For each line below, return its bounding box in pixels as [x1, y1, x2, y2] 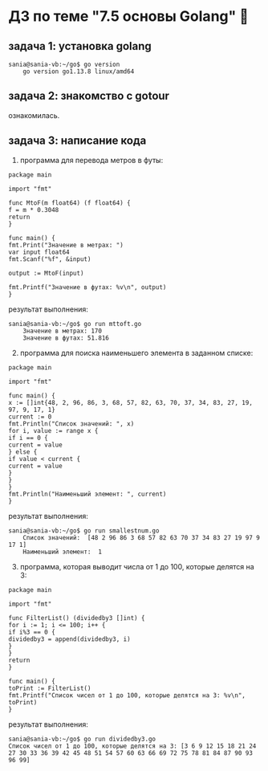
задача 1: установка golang [8, 39, 152, 53]
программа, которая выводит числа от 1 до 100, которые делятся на [19, 561, 254, 571]
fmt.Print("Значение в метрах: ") [8, 241, 124, 249]
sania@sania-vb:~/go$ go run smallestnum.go [8, 526, 160, 535]
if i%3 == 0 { [8, 628, 56, 636]
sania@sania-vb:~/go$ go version [8, 60, 120, 68]
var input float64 [8, 248, 70, 256]
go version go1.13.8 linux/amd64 [22, 67, 135, 75]
